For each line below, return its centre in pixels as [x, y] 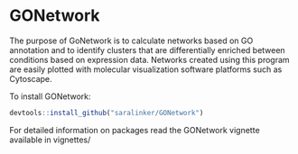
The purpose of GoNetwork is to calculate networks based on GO [131, 41]
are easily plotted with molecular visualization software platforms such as [146, 69]
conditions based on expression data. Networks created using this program [150, 59]
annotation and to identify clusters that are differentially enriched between [148, 50]
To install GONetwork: [51, 96]
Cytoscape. [31, 78]
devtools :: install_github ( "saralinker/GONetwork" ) [107, 113]
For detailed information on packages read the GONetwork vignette [135, 130]
